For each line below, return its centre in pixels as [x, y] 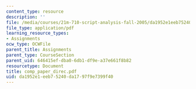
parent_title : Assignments [39, 50]
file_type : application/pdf [40, 28]
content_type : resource [35, 11]
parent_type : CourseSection [40, 55]
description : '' [26, 17]
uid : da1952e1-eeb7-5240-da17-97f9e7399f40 [60, 77]
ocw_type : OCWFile [28, 44]
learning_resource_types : [37, 33]
